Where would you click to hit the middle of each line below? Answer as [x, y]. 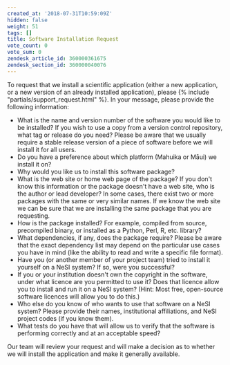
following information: [38, 106]
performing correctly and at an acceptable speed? [89, 333]
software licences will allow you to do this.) [78, 296]
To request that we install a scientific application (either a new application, [113, 84]
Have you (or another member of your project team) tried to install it [114, 259]
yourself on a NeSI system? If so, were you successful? [96, 267]
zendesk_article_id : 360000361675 [57, 59]
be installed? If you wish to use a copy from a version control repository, [120, 127]
